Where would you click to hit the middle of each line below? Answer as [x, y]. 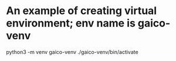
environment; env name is [71, 23]
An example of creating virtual [82, 11]
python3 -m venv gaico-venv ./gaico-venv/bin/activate [72, 52]
